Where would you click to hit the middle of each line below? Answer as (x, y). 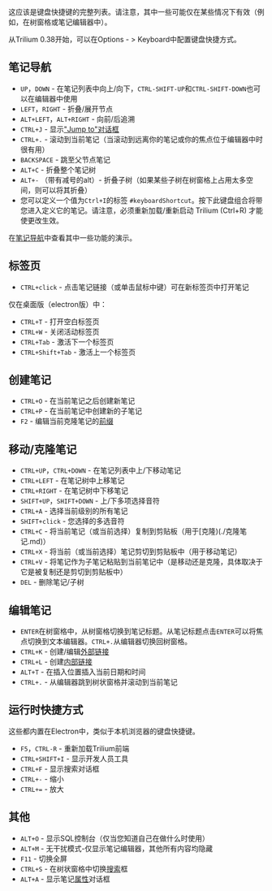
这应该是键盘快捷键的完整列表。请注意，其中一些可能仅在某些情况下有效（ (133, 12)
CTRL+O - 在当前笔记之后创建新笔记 (78, 401)
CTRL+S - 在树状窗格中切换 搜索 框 (74, 868)
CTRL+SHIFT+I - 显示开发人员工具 (74, 759)
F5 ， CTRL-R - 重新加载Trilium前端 (75, 748)
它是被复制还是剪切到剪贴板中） (73, 572)
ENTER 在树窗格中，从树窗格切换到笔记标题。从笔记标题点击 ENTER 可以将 (138, 631)
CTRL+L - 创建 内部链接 (56, 662)
